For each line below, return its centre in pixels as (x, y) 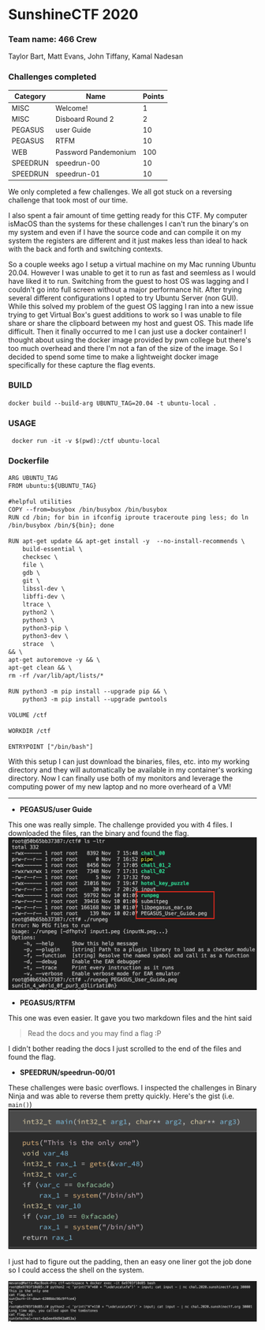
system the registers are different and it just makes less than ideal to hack (128, 240)
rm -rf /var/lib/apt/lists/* (56, 676)
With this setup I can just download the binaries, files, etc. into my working (129, 761)
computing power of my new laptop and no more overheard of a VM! (119, 787)
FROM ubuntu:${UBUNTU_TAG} (52, 486)
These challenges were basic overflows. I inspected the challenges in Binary (132, 1088)
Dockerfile (29, 461)
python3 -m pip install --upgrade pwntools (95, 700)
